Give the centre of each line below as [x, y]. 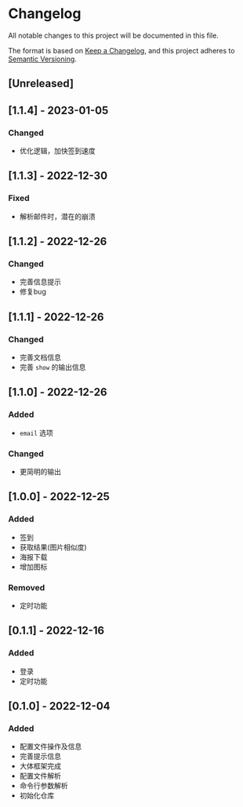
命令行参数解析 [44, 786]
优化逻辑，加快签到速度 [57, 151]
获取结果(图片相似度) [53, 547]
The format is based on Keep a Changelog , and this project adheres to [121, 50]
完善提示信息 [40, 756]
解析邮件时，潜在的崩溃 [57, 216]
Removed [27, 587]
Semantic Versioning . [42, 59]
